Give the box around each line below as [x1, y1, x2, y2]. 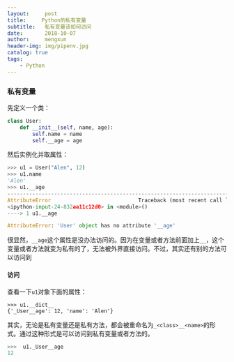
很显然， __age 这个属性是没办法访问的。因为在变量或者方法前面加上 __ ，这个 [7, 236, 225, 244]
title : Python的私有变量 [7, 17, 87, 24]
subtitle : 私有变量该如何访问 [7, 23, 92, 30]
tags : [7, 56, 23, 63]
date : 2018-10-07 [7, 29, 77, 37]
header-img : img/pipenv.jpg [7, 43, 89, 50]
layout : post [7, 10, 58, 17]
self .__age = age [32, 137, 82, 144]
